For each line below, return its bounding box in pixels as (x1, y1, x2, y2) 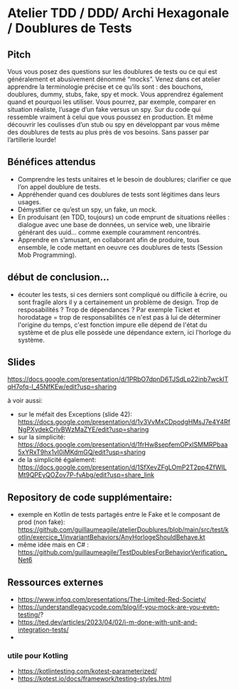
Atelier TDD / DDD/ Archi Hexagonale (7, 5, 229, 21)
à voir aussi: (7, 397, 43, 405)
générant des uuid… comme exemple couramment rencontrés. (17, 228, 201, 236)
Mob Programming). (17, 251, 77, 259)
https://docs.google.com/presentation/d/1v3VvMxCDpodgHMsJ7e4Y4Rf (17, 418, 231, 427)
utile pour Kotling (7, 650, 69, 660)
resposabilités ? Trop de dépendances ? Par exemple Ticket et (17, 305, 200, 314)
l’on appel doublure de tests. (17, 182, 102, 191)
